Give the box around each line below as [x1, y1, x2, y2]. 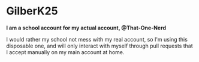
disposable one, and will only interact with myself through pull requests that [6, 42, 193, 49]
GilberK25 [6, 4, 58, 18]
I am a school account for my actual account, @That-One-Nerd [6, 24, 167, 31]
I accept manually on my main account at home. [6, 48, 125, 55]
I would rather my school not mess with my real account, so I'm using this [6, 36, 188, 43]
